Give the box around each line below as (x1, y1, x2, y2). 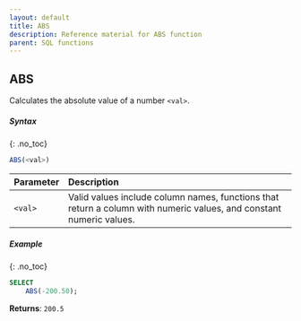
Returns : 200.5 (9, 302, 64, 314)
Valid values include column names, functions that (67, 190, 279, 203)
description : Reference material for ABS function (9, 30, 202, 39)
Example (9, 239, 43, 249)
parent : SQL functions (9, 38, 94, 48)
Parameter (13, 176, 60, 188)
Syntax (9, 116, 38, 126)
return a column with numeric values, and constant (67, 202, 282, 214)
